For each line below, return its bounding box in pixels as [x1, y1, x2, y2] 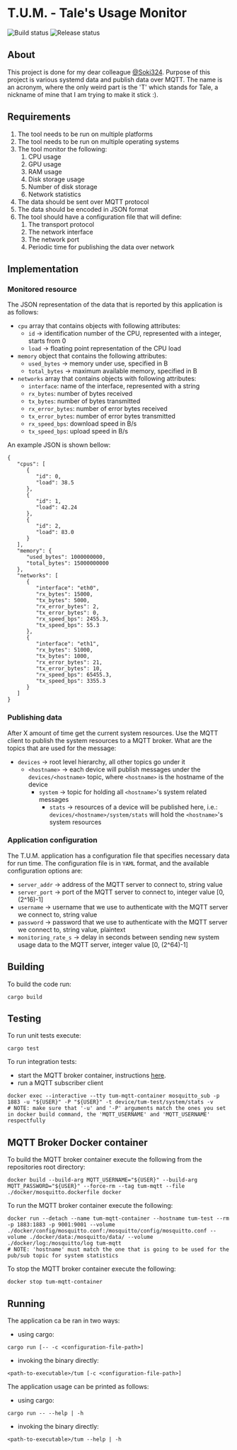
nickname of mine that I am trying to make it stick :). [7, 90, 158, 98]
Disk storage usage [28, 175, 85, 183]
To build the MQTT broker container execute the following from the [7, 1155, 202, 1164]
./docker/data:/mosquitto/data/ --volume [29, 1234, 154, 1241]
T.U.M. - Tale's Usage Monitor [7, 5, 187, 21]
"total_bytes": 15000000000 [25, 560, 110, 567]
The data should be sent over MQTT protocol [17, 197, 150, 206]
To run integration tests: [7, 1058, 77, 1066]
